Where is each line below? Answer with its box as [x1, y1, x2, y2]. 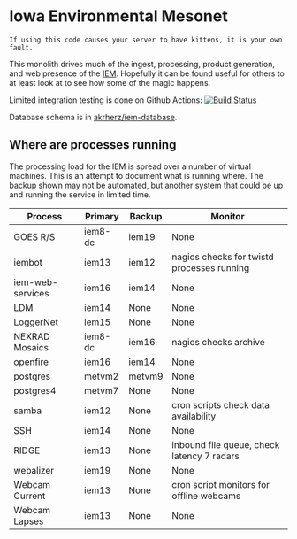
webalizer [13, 464, 55, 476]
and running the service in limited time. [9, 189, 151, 200]
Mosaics [13, 341, 49, 353]
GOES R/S [13, 230, 56, 243]
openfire [13, 356, 49, 368]
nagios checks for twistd [171, 250, 274, 263]
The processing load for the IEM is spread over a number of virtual [9, 161, 252, 172]
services [13, 287, 49, 299]
